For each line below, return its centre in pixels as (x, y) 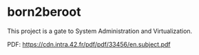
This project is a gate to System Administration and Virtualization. (100, 31)
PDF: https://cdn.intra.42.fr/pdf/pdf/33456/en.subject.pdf (89, 44)
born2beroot (44, 12)
